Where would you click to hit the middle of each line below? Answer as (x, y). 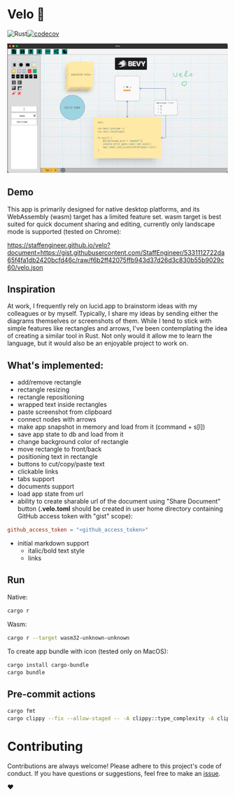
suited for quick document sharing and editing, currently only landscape (111, 224)
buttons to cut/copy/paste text (61, 464)
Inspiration (31, 289)
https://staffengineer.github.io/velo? (59, 245)
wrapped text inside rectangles (62, 405)
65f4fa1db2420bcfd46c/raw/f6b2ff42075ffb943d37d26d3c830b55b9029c (116, 260)
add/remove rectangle (49, 382)
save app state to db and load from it (70, 434)
